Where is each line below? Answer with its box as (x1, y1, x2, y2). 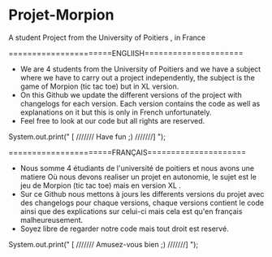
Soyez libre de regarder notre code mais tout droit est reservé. (19, 224, 229, 233)
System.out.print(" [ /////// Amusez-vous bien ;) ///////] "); (8, 239, 199, 249)
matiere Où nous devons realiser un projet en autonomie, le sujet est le (19, 172, 257, 181)
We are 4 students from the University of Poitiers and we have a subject (19, 63, 261, 74)
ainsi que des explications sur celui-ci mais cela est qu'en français (19, 206, 243, 216)
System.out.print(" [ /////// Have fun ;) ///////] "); (8, 132, 166, 142)
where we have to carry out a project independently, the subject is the (19, 72, 256, 82)
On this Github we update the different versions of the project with (19, 89, 242, 99)
